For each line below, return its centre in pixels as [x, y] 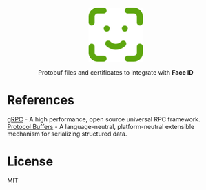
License [30, 162]
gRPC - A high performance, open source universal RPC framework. [104, 119]
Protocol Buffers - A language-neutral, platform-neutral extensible [101, 126]
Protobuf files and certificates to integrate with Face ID [116, 72]
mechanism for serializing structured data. [67, 134]
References [41, 100]
